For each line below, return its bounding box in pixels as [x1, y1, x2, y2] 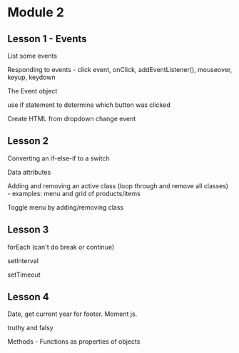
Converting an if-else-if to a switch [7, 154, 110, 163]
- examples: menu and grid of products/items [7, 189, 141, 198]
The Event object [7, 87, 58, 95]
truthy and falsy [7, 324, 54, 332]
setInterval [7, 256, 39, 265]
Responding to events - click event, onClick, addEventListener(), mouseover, [7, 66, 233, 73]
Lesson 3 [7, 224, 49, 236]
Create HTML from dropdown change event [7, 115, 136, 123]
